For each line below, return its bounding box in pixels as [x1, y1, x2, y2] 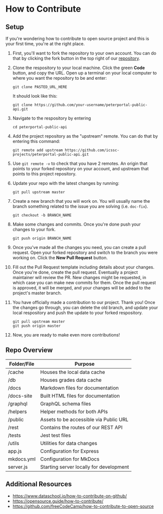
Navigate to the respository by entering [12, 115, 91, 121]
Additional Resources [5, 480, 72, 488]
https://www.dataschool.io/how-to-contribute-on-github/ [12, 493, 127, 499]
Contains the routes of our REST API [40, 424, 123, 431]
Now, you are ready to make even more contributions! [12, 332, 120, 337]
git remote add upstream [12, 148, 63, 153]
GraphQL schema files [40, 400, 91, 407]
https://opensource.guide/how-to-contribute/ [12, 498, 104, 504]
